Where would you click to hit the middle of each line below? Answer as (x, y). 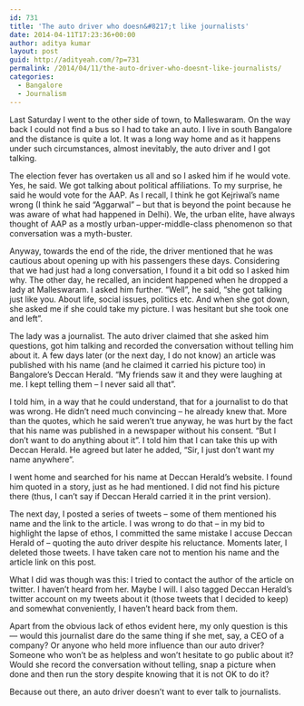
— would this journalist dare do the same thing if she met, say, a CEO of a (147, 635)
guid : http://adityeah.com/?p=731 (75, 60)
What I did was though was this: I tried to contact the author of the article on (152, 579)
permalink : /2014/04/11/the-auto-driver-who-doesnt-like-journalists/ (146, 69)
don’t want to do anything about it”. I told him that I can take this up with (144, 440)
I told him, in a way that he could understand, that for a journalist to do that (149, 401)
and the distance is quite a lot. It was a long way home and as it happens (145, 139)
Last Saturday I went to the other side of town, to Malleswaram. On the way (150, 120)
